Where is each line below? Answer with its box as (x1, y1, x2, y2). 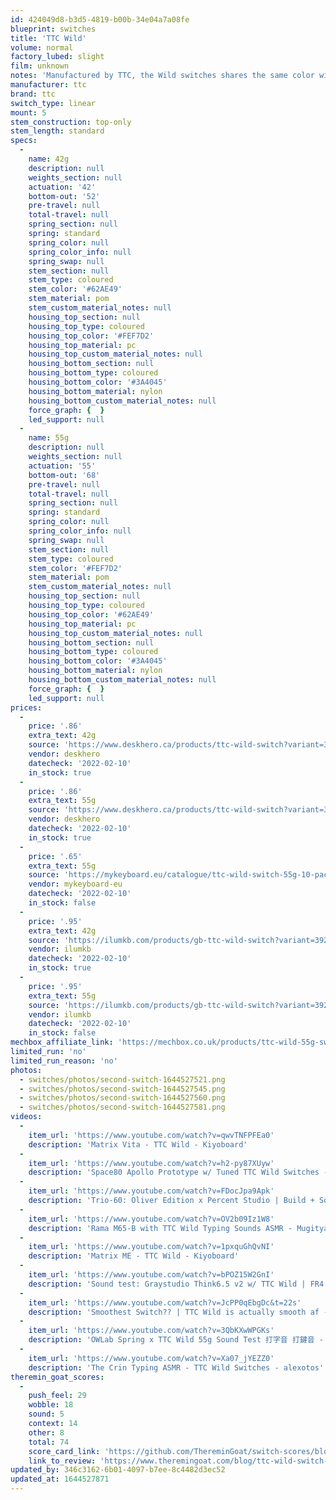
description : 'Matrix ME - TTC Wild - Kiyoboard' (28, 1251, 240, 1261)
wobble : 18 (28, 1400, 74, 1410)
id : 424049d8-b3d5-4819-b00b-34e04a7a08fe (10, 14, 190, 25)
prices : (10, 702, 43, 713)
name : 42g (28, 154, 70, 164)
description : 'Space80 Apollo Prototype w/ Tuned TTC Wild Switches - (28, 1167, 329, 1178)
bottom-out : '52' (28, 191, 101, 201)
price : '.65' (28, 851, 83, 861)
